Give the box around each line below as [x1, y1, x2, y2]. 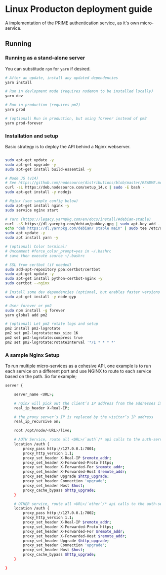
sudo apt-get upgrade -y [5, 162, 56, 167]
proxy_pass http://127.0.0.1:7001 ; [23, 446, 96, 451]
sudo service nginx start [5, 207, 58, 213]
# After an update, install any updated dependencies [5, 75, 119, 80]
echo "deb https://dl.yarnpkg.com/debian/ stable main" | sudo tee [5, 226, 147, 231]
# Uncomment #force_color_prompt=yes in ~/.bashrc [5, 249, 112, 254]
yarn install [5, 80, 32, 85]
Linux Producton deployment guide [5, 3, 153, 15]
